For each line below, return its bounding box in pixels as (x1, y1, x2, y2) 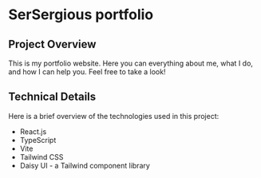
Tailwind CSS (19, 152, 64, 161)
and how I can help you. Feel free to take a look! (8, 67, 166, 77)
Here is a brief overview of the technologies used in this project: (8, 111, 219, 121)
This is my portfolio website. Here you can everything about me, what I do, (8, 58, 254, 68)
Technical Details (8, 90, 97, 104)
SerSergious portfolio (8, 6, 154, 24)
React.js (19, 126, 47, 136)
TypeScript (19, 135, 57, 144)
